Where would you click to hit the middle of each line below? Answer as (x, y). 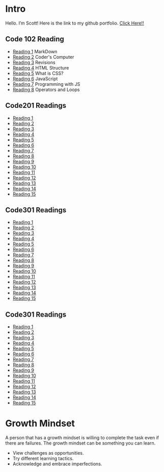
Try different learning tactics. (43, 459)
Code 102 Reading (35, 39)
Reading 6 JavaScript (35, 78)
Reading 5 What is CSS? (38, 73)
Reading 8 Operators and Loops (46, 89)
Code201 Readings (36, 106)
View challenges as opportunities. (48, 453)
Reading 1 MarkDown (35, 51)
